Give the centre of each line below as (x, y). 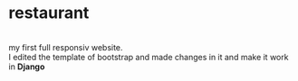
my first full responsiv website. (66, 47)
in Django (27, 67)
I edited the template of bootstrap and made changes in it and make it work (149, 57)
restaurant (49, 13)
